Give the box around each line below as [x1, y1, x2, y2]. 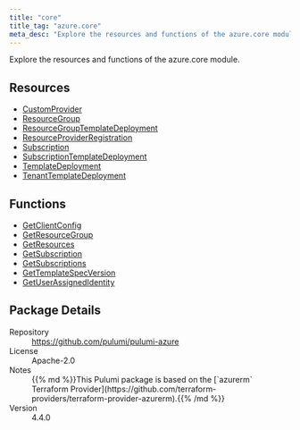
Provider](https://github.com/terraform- [70, 384, 217, 394]
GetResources [21, 239, 75, 249]
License [9, 345, 38, 356]
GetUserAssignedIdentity [21, 277, 115, 287]
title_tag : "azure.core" [9, 21, 102, 30]
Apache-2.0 [31, 355, 76, 366]
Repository [9, 326, 49, 337]
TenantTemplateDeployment [21, 171, 127, 181]
